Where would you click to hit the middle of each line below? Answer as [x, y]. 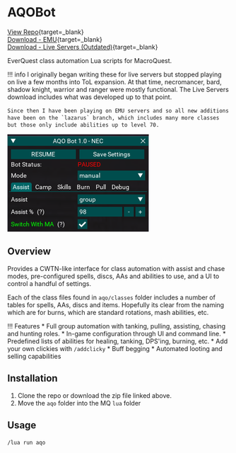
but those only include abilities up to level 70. [83, 125]
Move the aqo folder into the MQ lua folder [79, 403]
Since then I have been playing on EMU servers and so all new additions [118, 110]
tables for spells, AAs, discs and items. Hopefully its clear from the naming [116, 304]
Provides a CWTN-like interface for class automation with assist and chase [116, 268]
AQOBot [32, 12]
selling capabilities [34, 356]
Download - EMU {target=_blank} [55, 39]
